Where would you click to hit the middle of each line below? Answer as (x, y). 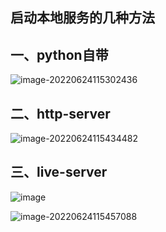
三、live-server (59, 172)
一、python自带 (59, 54)
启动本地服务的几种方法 (82, 18)
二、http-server (60, 113)
